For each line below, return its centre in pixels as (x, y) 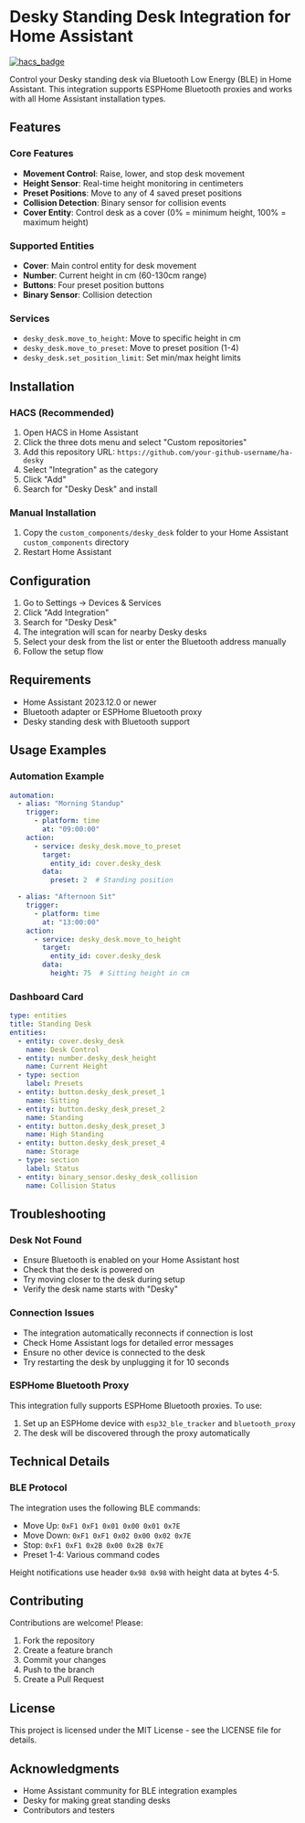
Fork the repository (59, 1641)
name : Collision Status (71, 1186)
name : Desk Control (63, 1050)
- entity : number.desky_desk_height (87, 1058)
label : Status (53, 1168)
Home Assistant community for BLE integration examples (130, 1790)
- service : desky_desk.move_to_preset (107, 846)
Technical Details (60, 1461)
